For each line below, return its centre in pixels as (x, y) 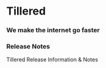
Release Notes (28, 47)
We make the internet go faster (53, 30)
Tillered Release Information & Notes (52, 59)
